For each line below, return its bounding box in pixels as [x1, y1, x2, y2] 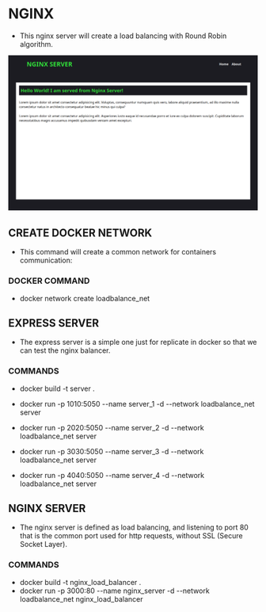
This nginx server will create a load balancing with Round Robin [19, 31, 227, 40]
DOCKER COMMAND [8, 275, 90, 286]
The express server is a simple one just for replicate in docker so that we [19, 338, 257, 347]
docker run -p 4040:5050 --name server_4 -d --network [19, 470, 205, 480]
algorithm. [19, 39, 53, 48]
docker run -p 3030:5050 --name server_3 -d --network [19, 446, 204, 456]
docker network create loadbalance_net [19, 293, 150, 303]
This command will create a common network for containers [19, 247, 216, 257]
